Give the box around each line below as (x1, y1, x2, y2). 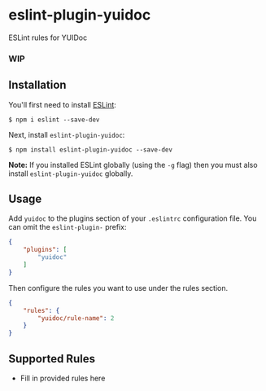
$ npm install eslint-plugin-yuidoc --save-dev (8, 145, 173, 154)
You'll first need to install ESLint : (8, 99, 116, 109)
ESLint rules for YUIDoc (8, 33, 88, 42)
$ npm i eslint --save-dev (8, 116, 100, 124)
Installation (8, 78, 67, 92)
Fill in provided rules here (20, 373, 106, 384)
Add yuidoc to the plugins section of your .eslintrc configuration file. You (8, 213, 257, 223)
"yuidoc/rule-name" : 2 (37, 314, 115, 323)
